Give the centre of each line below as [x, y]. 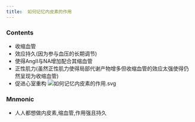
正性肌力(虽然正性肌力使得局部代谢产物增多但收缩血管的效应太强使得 [99, 68]
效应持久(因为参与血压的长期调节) [56, 54]
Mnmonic [20, 99]
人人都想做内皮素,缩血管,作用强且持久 [61, 113]
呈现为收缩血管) [39, 76]
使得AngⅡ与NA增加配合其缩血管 [54, 61]
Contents [20, 32]
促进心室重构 [30, 83]
